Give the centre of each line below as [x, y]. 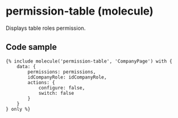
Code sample [31, 47]
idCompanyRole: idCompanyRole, [67, 77]
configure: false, [62, 88]
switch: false [56, 93]
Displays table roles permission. [46, 28]
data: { [26, 66]
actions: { [41, 82]
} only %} [18, 109]
